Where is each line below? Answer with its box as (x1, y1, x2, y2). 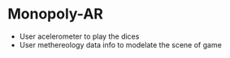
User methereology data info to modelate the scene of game (19, 39, 223, 49)
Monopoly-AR (7, 5, 103, 23)
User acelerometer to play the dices (19, 31, 140, 41)
